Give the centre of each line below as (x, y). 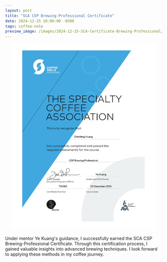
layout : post (19, 10)
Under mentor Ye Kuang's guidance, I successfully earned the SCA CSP (79, 239)
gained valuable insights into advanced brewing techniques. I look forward (81, 249)
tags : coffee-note (24, 26)
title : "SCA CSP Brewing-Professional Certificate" (60, 16)
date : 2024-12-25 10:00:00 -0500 (40, 21)
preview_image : (21, 32)
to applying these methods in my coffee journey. (55, 254)
